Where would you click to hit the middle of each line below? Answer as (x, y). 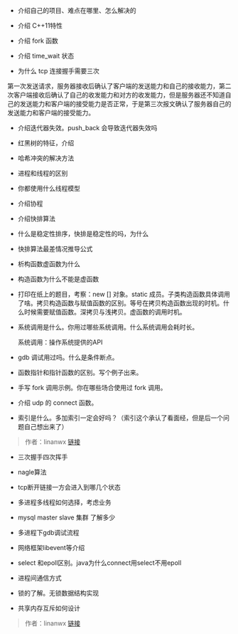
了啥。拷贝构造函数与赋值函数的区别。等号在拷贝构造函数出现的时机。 (120, 303)
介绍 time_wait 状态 (46, 56)
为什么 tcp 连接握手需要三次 (58, 71)
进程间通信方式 (39, 578)
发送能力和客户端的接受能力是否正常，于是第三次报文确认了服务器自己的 (125, 104)
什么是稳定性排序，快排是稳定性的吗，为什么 (83, 234)
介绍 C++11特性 (40, 26)
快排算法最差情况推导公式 (55, 249)
